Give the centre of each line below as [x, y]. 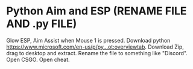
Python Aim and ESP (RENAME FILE [96, 11]
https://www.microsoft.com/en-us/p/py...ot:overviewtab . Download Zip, [95, 47]
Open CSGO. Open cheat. [38, 59]
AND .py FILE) [42, 24]
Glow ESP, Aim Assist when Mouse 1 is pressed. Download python [88, 40]
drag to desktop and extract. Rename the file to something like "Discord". [97, 53]
